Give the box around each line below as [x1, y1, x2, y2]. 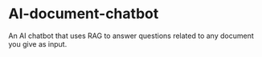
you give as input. [8, 39, 68, 48]
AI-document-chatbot [8, 5, 159, 23]
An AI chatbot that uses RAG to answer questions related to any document [8, 31, 255, 40]
